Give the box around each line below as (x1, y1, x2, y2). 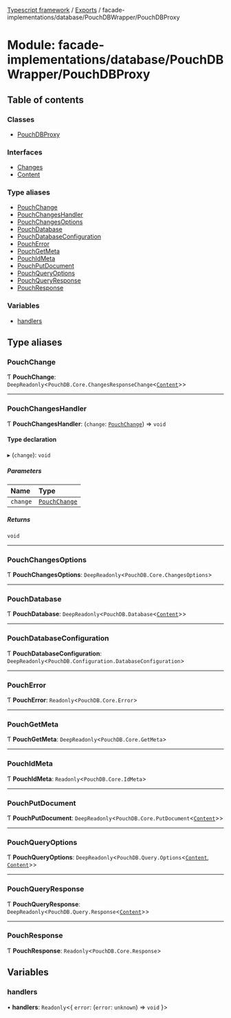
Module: (7, 37, 56, 53)
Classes (7, 114, 35, 124)
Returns (7, 515, 31, 523)
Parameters (7, 467, 42, 475)
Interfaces (7, 147, 43, 157)
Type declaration (7, 436, 57, 444)
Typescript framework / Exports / (7, 6, 101, 14)
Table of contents (7, 94, 84, 105)
